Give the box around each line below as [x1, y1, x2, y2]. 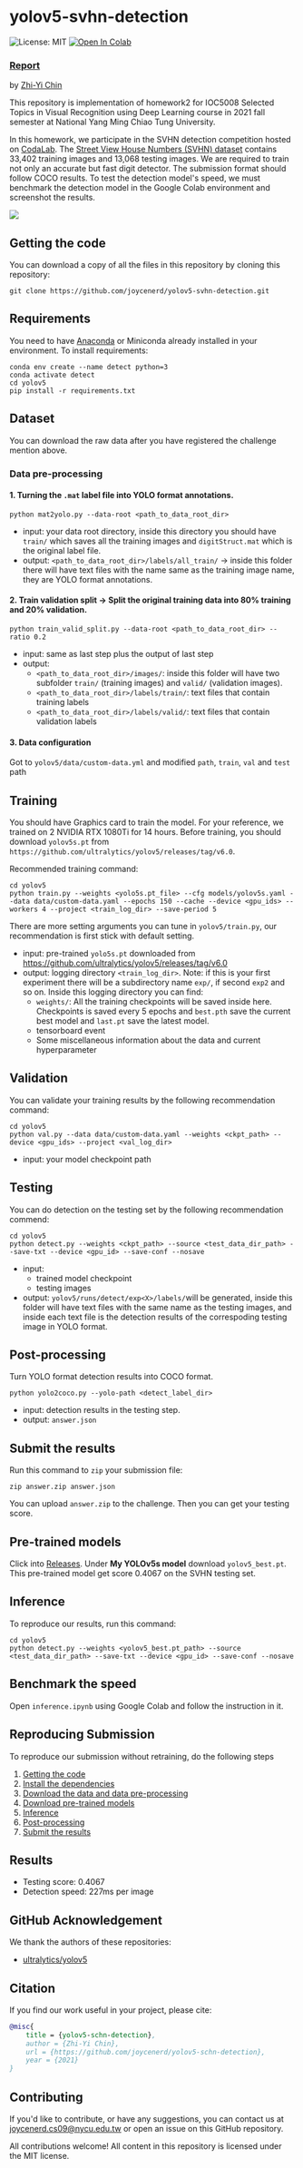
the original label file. [22, 544, 102, 555]
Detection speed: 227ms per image [22, 1886, 154, 1898]
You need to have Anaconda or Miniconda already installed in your [9, 335, 258, 346]
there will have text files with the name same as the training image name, [22, 564, 295, 575]
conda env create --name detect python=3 [9, 362, 169, 371]
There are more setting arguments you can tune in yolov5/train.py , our [9, 921, 278, 932]
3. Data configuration [9, 737, 92, 748]
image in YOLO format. [22, 1320, 108, 1331]
